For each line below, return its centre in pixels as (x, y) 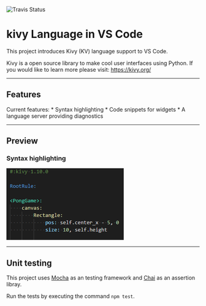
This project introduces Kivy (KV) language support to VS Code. (87, 51)
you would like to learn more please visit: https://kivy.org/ (79, 69)
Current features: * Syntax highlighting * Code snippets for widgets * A (96, 109)
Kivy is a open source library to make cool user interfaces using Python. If (100, 63)
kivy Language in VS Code (74, 34)
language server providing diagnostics (55, 116)
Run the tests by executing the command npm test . (71, 296)
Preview (22, 141)
